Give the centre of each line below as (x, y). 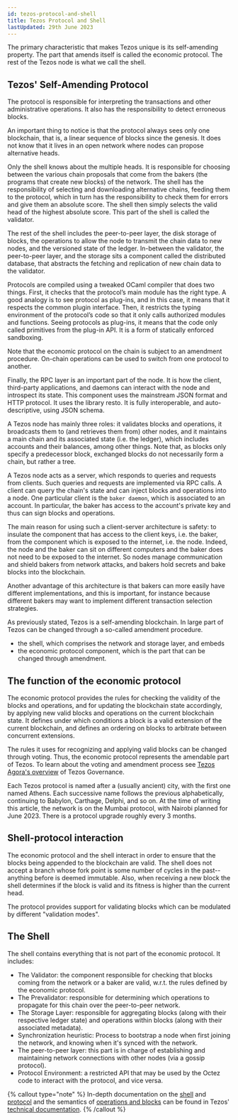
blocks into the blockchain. (47, 572)
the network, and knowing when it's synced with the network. (108, 1043)
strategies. (23, 609)
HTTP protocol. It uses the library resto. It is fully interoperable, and (106, 403)
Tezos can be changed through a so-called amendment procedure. (105, 630)
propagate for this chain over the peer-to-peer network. (99, 1005)
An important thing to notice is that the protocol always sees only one (109, 131)
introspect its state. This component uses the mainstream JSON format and (118, 395)
